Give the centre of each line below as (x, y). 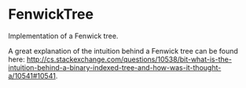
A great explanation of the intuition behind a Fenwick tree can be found (123, 51)
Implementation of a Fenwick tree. (63, 36)
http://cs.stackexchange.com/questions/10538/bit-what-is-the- (129, 59)
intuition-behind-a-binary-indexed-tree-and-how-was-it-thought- (115, 67)
